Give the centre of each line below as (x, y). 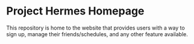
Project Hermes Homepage (75, 11)
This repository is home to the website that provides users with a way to (95, 28)
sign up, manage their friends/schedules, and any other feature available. (97, 34)
